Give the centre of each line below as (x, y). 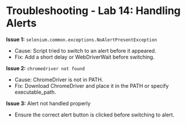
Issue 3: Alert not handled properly (48, 103)
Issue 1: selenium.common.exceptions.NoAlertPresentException (82, 39)
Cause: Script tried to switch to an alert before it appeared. (85, 50)
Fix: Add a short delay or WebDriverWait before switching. (85, 57)
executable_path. (35, 92)
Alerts (21, 23)
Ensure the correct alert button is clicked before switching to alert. (94, 115)
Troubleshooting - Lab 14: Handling (94, 11)
